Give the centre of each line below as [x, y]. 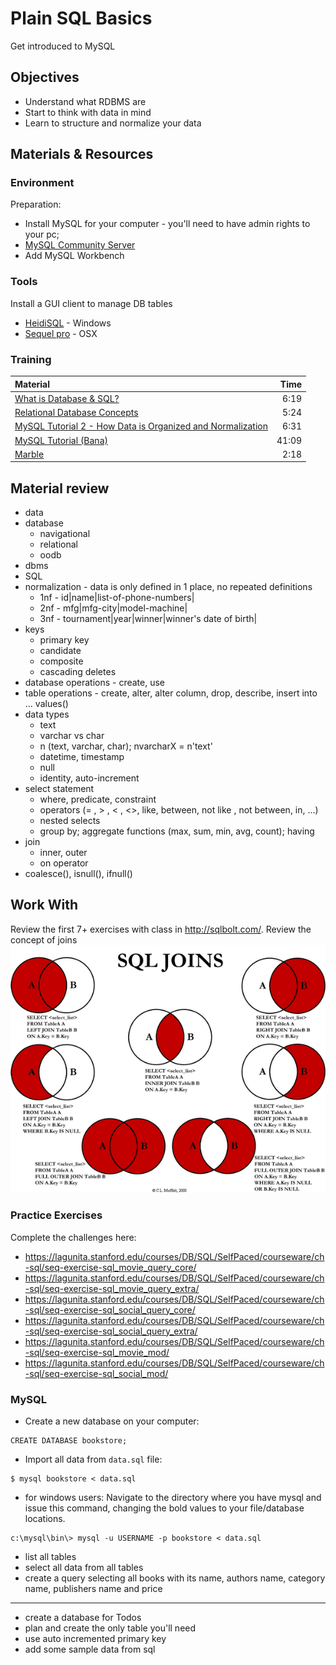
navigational [65, 534]
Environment [42, 183]
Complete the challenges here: [73, 1237]
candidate [60, 651]
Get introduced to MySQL [63, 46]
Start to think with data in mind [88, 112]
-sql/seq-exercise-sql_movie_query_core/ [110, 1267]
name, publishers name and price [93, 1588]
